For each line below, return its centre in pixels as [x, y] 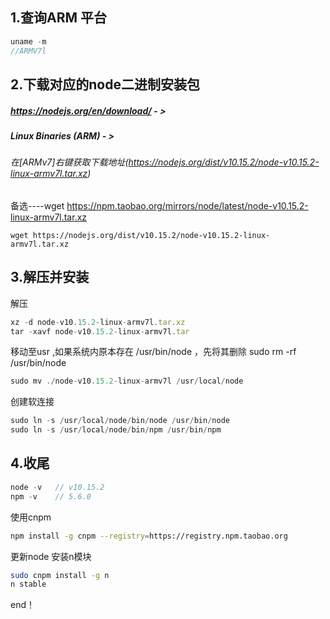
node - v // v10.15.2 [57, 487]
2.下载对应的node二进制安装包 [105, 84]
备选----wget [37, 205]
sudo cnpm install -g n [60, 575]
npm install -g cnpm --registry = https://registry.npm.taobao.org [149, 536]
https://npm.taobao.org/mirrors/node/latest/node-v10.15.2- [187, 205]
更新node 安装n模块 [51, 556]
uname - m [28, 41]
